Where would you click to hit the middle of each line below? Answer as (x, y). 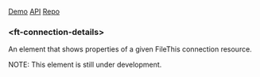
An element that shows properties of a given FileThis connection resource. (130, 49)
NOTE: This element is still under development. (85, 65)
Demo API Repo (34, 12)
